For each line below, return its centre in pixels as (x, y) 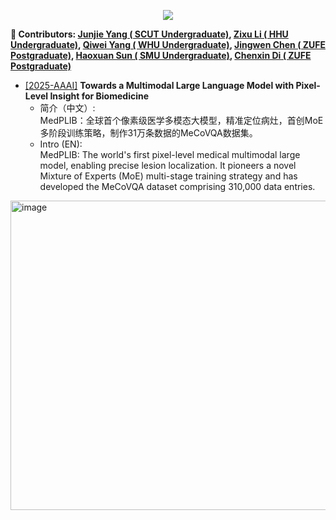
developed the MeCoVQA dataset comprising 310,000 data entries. (177, 186)
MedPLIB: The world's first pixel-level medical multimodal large (170, 154)
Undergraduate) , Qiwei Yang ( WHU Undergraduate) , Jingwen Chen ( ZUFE (168, 44)
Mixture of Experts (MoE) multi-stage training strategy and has (168, 176)
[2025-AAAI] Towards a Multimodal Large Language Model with (159, 85)
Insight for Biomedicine (99, 96)
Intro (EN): (61, 144)
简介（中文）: (67, 108)
